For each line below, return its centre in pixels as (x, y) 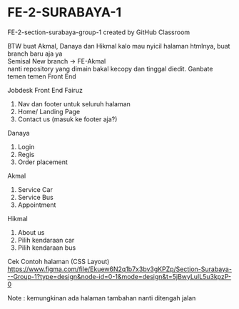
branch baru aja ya (35, 54)
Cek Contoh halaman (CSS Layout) (59, 261)
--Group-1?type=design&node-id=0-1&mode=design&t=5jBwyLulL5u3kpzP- (119, 276)
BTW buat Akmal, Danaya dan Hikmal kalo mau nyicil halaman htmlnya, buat (119, 46)
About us (31, 232)
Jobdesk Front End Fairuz (45, 90)
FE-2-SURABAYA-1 (65, 12)
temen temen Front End (42, 76)
